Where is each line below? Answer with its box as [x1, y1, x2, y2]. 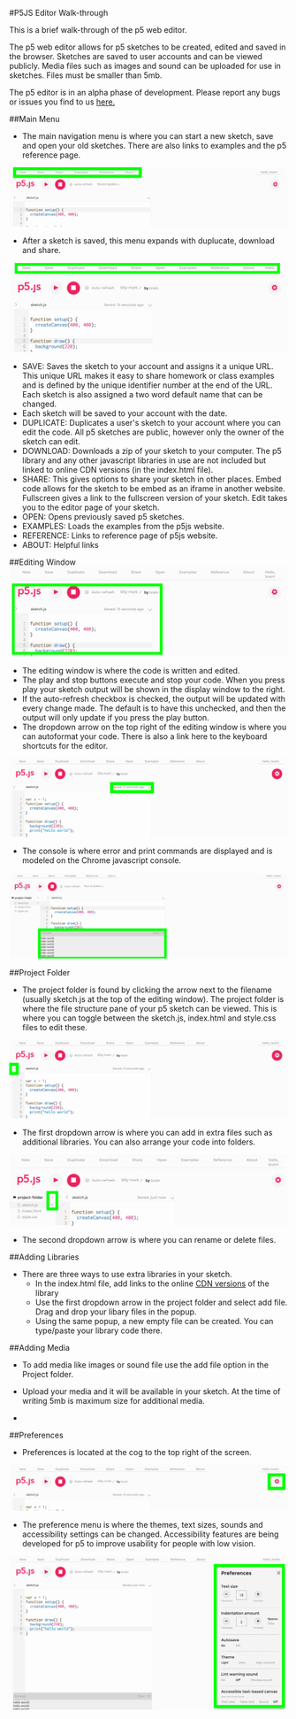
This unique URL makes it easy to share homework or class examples [21, 370, 275, 381]
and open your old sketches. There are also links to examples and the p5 [21, 141, 287, 150]
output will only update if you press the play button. [21, 712, 209, 722]
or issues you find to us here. [9, 96, 116, 107]
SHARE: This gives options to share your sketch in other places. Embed [21, 474, 282, 484]
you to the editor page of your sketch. [21, 502, 160, 513]
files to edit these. [21, 1021, 88, 1032]
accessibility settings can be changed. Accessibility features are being [21, 1529, 279, 1539]
